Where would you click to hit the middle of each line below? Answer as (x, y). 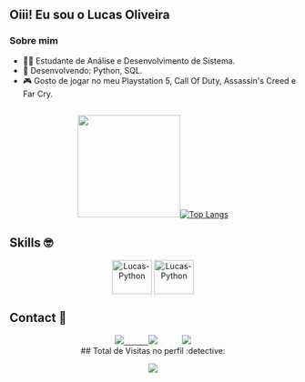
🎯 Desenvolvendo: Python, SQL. (82, 70)
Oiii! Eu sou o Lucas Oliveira (90, 15)
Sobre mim (34, 41)
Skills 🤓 (31, 243)
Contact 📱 (38, 318)
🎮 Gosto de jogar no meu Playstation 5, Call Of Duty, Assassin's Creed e (159, 80)
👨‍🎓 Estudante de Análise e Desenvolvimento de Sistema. (129, 60)
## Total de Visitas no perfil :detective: (153, 350)
